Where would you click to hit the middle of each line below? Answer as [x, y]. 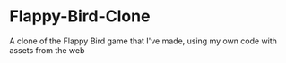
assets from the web [47, 50]
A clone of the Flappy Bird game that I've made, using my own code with [143, 41]
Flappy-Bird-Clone [80, 16]
